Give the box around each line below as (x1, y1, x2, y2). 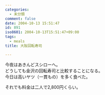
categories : (5, 7, 29, 12)
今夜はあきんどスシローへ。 (5, 61, 61, 67)
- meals (9, 39, 25, 44)
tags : (5, 35, 16, 39)
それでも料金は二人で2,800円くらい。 (5, 84, 81, 90)
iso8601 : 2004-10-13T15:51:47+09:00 (5, 30, 79, 35)
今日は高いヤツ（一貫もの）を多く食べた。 (5, 74, 90, 79)
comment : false (5, 16, 36, 21)
